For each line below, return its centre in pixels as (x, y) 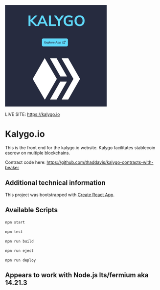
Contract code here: (25, 162)
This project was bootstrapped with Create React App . (60, 195)
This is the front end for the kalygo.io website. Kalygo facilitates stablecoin (80, 147)
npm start (15, 222)
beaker (12, 167)
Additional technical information (56, 183)
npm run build (20, 241)
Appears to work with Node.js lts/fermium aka (77, 275)
